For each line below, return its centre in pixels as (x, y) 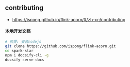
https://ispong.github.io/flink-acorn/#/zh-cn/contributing (69, 19)
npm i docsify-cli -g (27, 55)
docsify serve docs (25, 60)
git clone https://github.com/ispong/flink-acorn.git (61, 46)
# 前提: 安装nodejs (23, 42)
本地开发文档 (18, 31)
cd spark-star (19, 51)
